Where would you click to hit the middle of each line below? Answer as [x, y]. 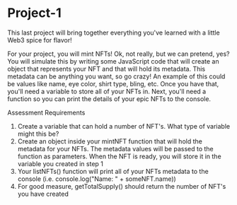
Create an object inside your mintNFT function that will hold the [110, 141]
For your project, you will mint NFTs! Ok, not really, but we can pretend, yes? [118, 54]
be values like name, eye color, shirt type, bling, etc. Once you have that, [113, 83]
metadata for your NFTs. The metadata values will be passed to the [115, 148]
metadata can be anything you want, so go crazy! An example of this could [116, 76]
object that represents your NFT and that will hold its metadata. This [106, 69]
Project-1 [34, 13]
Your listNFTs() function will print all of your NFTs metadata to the [113, 171]
